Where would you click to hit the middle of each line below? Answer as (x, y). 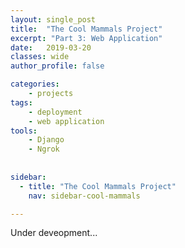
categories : (35, 84)
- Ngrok (44, 149)
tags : (21, 102)
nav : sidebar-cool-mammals (84, 196)
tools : (24, 131)
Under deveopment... (54, 233)
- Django (46, 140)
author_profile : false (57, 66)
